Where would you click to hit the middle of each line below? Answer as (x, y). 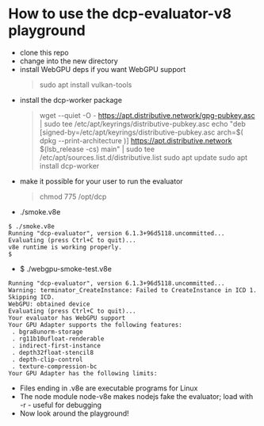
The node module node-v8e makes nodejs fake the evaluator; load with (136, 396)
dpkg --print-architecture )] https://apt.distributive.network (136, 140)
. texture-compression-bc (54, 366)
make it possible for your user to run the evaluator (101, 181)
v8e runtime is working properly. (65, 247)
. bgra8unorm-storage (47, 332)
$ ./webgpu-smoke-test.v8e (66, 268)
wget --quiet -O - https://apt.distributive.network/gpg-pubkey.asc (147, 115)
